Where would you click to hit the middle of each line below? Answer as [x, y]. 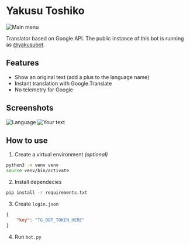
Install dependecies [38, 182]
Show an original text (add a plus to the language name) [82, 77]
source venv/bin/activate [37, 171]
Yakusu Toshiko [45, 11]
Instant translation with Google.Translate [63, 83]
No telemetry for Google [44, 90]
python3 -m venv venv [32, 165]
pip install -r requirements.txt [47, 193]
